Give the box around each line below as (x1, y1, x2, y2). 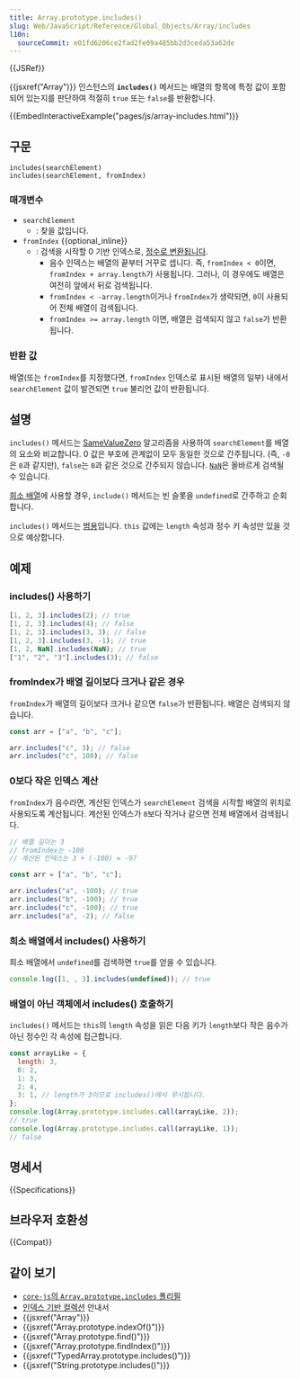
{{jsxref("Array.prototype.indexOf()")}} (22, 1321, 165, 1332)
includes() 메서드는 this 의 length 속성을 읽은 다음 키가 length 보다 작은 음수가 (9, 1020, 289, 1031)
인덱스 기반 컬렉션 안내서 (22, 1302, 110, 1313)
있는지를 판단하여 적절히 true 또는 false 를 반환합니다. (25, 93, 216, 103)
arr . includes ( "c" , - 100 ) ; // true (9, 903, 139, 912)
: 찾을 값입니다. (35, 226, 89, 237)
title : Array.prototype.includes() (9, 13, 143, 22)
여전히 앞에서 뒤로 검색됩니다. (49, 280, 153, 291)
